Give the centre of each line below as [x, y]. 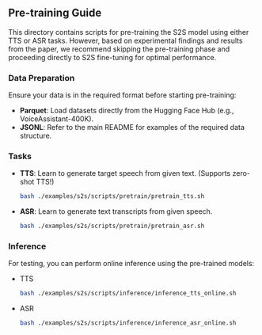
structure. [36, 136]
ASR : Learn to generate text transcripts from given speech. [116, 211]
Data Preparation [42, 78]
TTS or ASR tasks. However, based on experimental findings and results [125, 40]
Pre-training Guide [55, 13]
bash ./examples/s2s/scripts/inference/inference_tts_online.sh [128, 293]
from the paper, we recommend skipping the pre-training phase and [119, 49]
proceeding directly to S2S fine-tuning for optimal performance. [112, 57]
